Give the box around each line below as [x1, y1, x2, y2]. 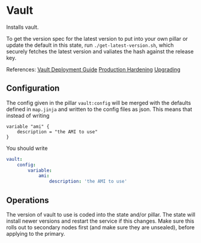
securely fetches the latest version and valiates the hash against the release [6, 47, 194, 55]
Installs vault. [6, 23, 39, 31]
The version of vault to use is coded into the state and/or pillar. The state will [6, 211, 196, 218]
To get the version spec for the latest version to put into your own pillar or [6, 35, 188, 42]
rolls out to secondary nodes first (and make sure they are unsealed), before [6, 223, 195, 231]
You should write [6, 145, 48, 152]
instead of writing [6, 112, 50, 119]
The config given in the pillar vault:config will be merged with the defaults [6, 99, 191, 106]
